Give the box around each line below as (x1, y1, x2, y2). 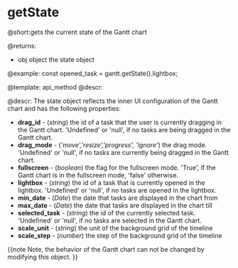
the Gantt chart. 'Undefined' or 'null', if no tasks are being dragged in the (17, 125, 231, 134)
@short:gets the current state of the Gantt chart (7, 28, 147, 36)
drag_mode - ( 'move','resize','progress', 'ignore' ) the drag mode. (17, 140, 207, 149)
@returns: (7, 41, 37, 50)
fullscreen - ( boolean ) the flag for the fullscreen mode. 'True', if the (17, 163, 216, 171)
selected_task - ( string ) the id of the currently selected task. (17, 208, 196, 217)
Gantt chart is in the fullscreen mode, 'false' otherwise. (17, 171, 179, 179)
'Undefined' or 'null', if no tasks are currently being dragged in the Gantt (17, 148, 229, 156)
